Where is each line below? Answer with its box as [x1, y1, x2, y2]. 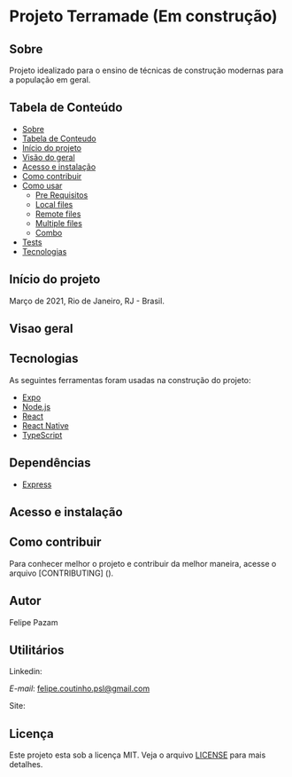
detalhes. [9, 759, 43, 770]
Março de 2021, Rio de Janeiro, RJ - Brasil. [9, 295, 165, 306]
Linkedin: [9, 666, 42, 677]
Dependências [9, 455, 91, 471]
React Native [21, 420, 69, 431]
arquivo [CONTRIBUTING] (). [9, 568, 114, 578]
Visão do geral [21, 152, 75, 162]
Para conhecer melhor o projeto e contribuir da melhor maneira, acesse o [9, 558, 277, 569]
